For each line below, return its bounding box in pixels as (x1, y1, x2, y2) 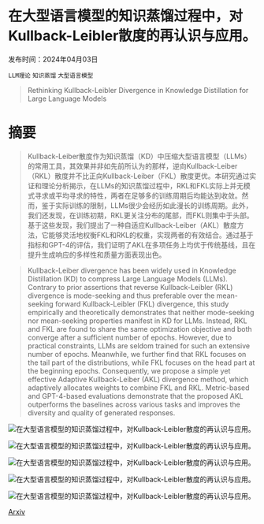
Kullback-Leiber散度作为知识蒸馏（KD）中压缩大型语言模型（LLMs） (27, 151, 251, 161)
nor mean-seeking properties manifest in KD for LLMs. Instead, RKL (27, 316, 247, 325)
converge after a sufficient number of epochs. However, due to (27, 333, 232, 342)
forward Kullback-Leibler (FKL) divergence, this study (54, 299, 229, 308)
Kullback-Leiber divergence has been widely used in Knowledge (27, 266, 236, 275)
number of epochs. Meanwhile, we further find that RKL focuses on (27, 349, 247, 359)
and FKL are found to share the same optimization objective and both (27, 324, 252, 333)
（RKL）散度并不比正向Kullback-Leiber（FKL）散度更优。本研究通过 (27, 171, 250, 180)
